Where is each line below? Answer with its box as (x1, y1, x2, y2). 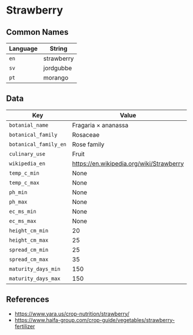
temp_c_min (9, 169, 39, 176)
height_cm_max (9, 237, 49, 244)
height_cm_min (9, 227, 49, 234)
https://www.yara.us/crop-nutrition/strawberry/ (14, 310, 129, 317)
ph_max (9, 198, 28, 205)
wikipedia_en (9, 160, 46, 167)
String (49, 45, 68, 52)
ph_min (9, 189, 28, 195)
